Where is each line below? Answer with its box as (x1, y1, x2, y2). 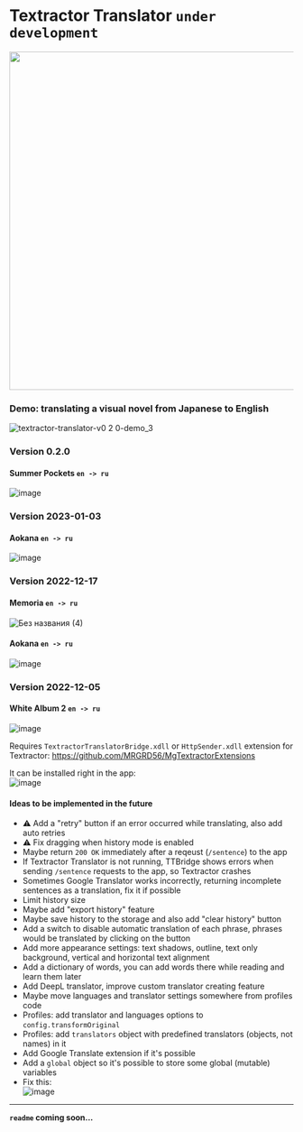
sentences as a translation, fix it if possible (22, 885, 182, 896)
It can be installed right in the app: (9, 768, 137, 778)
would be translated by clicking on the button (22, 933, 191, 943)
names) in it (22, 1038, 67, 1049)
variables (22, 1067, 57, 1078)
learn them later (22, 971, 82, 982)
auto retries (22, 827, 66, 839)
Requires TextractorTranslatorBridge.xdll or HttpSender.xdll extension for (9, 741, 294, 751)
